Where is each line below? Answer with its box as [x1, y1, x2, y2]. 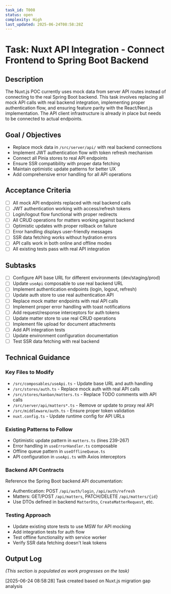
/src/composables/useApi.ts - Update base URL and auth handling [12, 380, 153, 386]
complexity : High [5, 17, 42, 22]
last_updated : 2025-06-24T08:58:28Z [5, 21, 83, 27]
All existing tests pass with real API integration [12, 246, 110, 252]
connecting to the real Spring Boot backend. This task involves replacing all [5, 94, 164, 100]
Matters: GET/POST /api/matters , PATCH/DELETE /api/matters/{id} [12, 493, 158, 499]
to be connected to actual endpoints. [5, 116, 83, 122]
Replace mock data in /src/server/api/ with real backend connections [12, 144, 162, 150]
